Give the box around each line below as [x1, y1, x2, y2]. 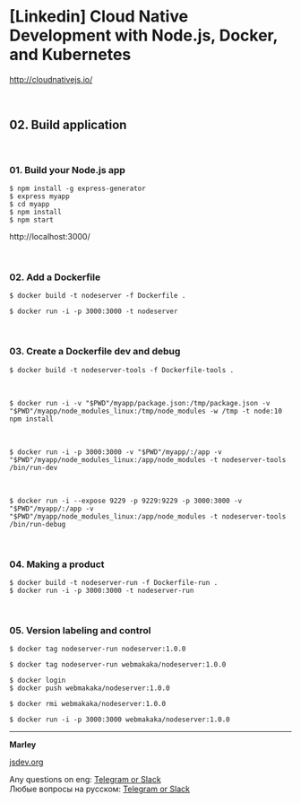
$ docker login [9, 676, 66, 685]
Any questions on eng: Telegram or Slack [9, 774, 161, 785]
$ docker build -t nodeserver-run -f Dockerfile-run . [9, 578, 219, 587]
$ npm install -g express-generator [9, 184, 146, 194]
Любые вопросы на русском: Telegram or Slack [9, 783, 191, 795]
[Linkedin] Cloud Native [9, 6, 189, 27]
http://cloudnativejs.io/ [9, 74, 93, 84]
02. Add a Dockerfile [9, 271, 101, 284]
